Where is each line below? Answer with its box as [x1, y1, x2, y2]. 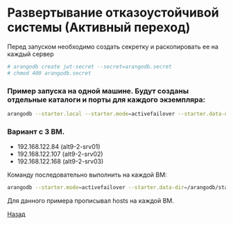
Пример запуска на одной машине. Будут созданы [7, 86, 189, 96]
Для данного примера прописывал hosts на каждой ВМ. [7, 197, 175, 205]
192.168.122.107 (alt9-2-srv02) [17, 150, 103, 159]
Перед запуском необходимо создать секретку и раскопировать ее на [7, 42, 218, 51]
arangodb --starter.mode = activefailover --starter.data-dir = [7, 184, 188, 191]
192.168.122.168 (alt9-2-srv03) [17, 157, 104, 165]
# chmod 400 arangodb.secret [7, 69, 92, 77]
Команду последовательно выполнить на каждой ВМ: [7, 171, 168, 179]
